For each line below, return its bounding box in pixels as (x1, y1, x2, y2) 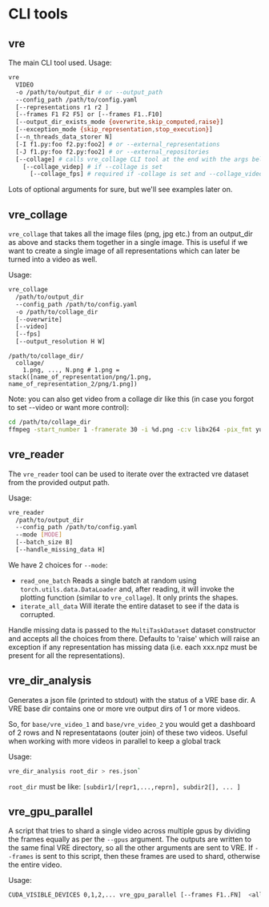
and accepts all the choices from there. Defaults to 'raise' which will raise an (8, 633, 260, 643)
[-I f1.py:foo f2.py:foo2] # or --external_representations (15, 140, 220, 148)
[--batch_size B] (15, 538, 74, 547)
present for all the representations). (8, 650, 126, 660)
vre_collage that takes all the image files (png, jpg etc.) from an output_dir (8, 229, 254, 239)
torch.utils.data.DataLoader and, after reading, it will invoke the (19, 584, 235, 593)
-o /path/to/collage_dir (15, 307, 98, 316)
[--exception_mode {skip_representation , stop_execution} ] (15, 126, 214, 134)
